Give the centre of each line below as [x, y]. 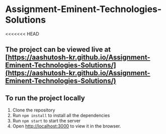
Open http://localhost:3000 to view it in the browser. [67, 126]
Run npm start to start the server [47, 121]
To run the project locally [45, 98]
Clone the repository [34, 110]
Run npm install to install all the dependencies [61, 115]
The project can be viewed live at [58, 49]
